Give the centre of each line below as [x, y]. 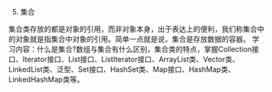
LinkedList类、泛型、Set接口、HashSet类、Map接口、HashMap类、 [122, 69]
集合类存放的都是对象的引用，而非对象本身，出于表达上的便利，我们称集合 [133, 29]
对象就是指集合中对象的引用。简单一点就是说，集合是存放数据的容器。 [132, 39]
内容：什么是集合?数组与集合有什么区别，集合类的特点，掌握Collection [134, 49]
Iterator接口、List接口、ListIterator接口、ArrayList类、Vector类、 [131, 59]
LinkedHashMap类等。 [46, 79]
